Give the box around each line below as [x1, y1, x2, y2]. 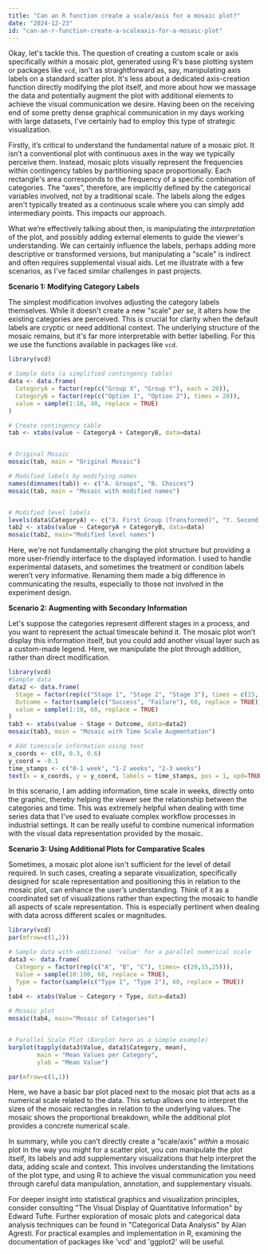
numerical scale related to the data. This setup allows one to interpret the [8, 1096, 249, 1105]
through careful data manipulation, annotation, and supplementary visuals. [8, 1179, 253, 1188]
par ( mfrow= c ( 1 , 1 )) [8, 1072, 69, 1080]
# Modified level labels [8, 509, 91, 517]
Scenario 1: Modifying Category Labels [8, 282, 140, 292]
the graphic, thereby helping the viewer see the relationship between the [8, 795, 247, 805]
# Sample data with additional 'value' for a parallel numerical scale [8, 948, 251, 956]
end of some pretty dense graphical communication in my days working [8, 108, 245, 118]
